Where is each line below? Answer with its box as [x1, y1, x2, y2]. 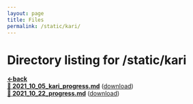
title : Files [7, 16, 44, 23]
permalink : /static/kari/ [7, 23, 80, 29]
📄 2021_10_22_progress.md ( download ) [7, 90, 120, 98]
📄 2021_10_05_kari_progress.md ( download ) [7, 82, 134, 90]
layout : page [7, 10, 44, 17]
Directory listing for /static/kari [7, 52, 187, 68]
